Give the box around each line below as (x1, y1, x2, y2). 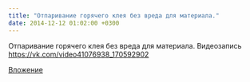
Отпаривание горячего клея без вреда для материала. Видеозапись (8, 41, 242, 50)
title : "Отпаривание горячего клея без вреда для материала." (8, 11, 220, 20)
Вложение (8, 64, 44, 74)
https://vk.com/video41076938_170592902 (8, 49, 149, 59)
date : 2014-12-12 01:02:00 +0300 (8, 19, 120, 27)
